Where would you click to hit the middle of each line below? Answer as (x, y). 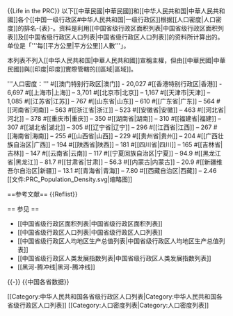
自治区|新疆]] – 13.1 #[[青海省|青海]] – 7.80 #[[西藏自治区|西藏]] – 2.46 (118, 171)
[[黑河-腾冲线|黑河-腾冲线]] (56, 267)
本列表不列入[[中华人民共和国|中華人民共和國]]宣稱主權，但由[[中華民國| (110, 60)
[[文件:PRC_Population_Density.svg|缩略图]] (70, 179)
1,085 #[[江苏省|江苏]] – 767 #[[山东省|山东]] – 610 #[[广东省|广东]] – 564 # (114, 101)
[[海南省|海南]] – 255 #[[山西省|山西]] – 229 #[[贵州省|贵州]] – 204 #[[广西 (112, 136)
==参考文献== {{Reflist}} (42, 194)
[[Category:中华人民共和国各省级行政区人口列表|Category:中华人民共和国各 (115, 297)
